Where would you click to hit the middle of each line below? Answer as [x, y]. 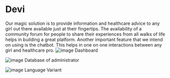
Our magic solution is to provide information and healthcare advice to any [82, 23]
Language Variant [43, 70]
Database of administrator [52, 60]
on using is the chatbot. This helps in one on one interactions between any [84, 45]
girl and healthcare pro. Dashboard [52, 50]
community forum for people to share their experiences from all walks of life [85, 34]
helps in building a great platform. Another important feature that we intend [84, 40]
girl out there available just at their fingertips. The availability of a [74, 28]
